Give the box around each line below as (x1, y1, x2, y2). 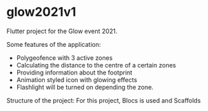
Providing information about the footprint (16, 68, 132, 77)
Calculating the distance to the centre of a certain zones (16, 61, 176, 69)
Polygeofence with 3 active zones (16, 53, 113, 62)
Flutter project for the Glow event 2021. (6, 27, 118, 35)
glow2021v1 (6, 4, 76, 20)
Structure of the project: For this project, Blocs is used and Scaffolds (6, 96, 201, 104)
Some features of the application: (6, 40, 101, 48)
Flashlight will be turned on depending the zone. (16, 83, 154, 91)
